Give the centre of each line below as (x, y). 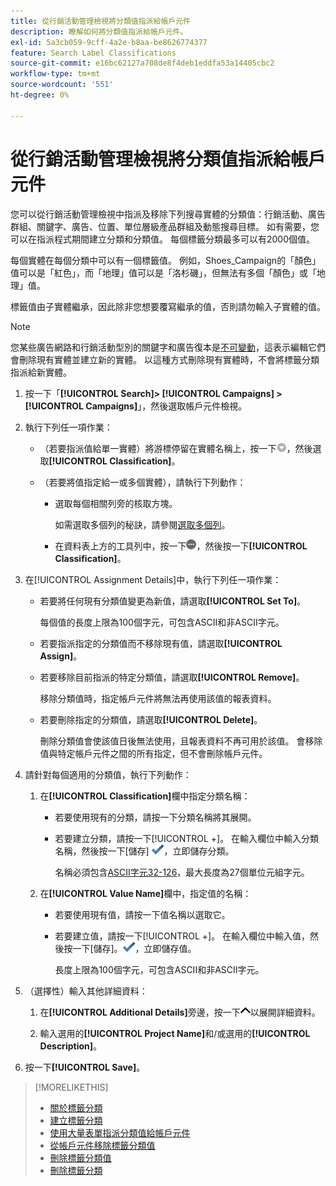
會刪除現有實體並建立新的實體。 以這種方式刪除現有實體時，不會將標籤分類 (165, 359)
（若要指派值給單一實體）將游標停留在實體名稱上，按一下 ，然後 (176, 448)
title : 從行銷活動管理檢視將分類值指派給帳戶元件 (100, 21)
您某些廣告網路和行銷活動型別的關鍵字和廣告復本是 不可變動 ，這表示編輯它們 (168, 347)
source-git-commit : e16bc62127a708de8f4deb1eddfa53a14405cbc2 (142, 63)
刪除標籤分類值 (80, 1157)
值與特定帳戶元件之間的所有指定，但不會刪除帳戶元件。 (153, 753)
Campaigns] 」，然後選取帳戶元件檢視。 (166, 406)
